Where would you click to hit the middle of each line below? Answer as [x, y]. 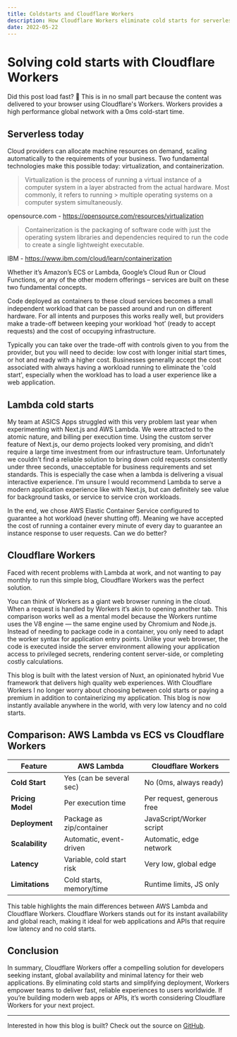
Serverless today [46, 134]
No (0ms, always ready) [184, 782]
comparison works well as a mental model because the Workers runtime [112, 616]
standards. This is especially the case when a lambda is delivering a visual [115, 474]
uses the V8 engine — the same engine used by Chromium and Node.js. [112, 624]
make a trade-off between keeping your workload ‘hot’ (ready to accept [111, 323]
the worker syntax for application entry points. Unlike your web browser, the [118, 638]
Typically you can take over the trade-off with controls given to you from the [118, 345]
